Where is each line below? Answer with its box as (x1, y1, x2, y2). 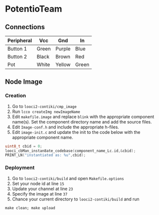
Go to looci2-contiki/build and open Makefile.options (12, 175, 124, 181)
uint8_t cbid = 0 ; (5, 143, 42, 149)
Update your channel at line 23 (12, 186, 73, 192)
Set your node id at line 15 (12, 180, 65, 186)
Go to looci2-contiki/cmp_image (12, 103, 77, 109)
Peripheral (7, 37, 33, 44)
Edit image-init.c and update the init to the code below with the (12, 129, 141, 135)
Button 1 (7, 45, 27, 52)
